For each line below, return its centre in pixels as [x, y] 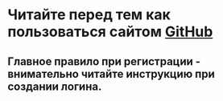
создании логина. [55, 86]
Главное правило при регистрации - [104, 61]
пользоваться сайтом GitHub [110, 32]
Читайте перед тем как [89, 15]
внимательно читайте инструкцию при [111, 74]
